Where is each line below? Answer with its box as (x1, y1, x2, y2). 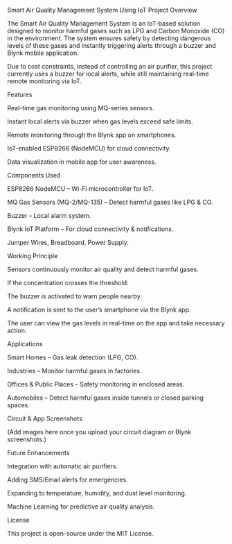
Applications (7, 340, 43, 348)
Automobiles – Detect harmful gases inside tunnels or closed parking (7, 393, 204, 402)
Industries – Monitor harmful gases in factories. (7, 367, 142, 375)
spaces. (7, 401, 30, 409)
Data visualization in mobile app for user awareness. (7, 158, 157, 166)
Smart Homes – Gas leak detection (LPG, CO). (7, 353, 139, 362)
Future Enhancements (7, 449, 70, 457)
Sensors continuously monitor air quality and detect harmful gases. (7, 265, 199, 273)
